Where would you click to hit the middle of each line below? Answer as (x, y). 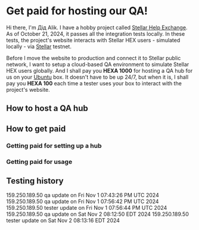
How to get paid (36, 128)
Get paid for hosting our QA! (77, 11)
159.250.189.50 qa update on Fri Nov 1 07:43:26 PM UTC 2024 (83, 195)
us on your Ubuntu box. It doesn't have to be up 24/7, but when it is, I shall (97, 77)
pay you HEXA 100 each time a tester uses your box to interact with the (94, 83)
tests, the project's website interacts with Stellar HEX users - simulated (93, 40)
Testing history (35, 181)
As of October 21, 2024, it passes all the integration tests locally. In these (96, 33)
